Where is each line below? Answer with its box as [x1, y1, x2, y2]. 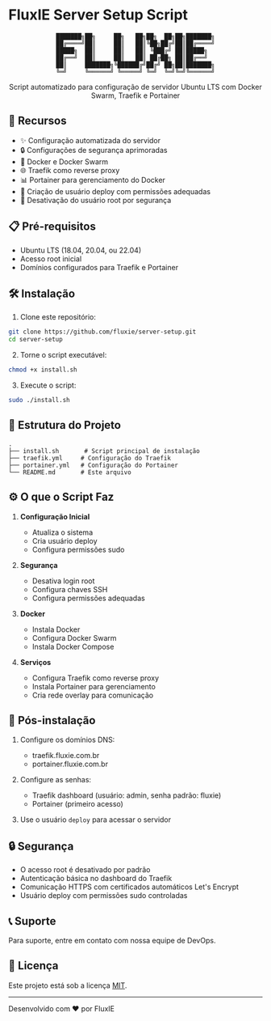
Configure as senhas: [19, 775, 91, 785]
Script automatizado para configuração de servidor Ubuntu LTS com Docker [9, 82, 262, 91]
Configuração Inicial [19, 511, 90, 521]
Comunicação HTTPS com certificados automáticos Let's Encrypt [19, 882, 240, 892]
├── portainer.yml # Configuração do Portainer [8, 461, 179, 469]
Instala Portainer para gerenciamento [31, 681, 156, 691]
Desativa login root [31, 576, 95, 586]
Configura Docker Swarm [31, 633, 117, 642]
